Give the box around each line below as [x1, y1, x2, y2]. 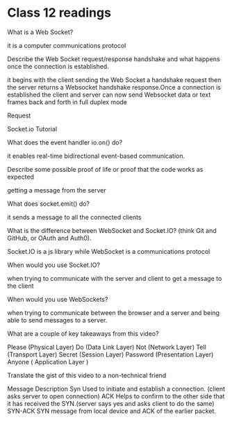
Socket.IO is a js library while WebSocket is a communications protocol [7, 247, 210, 255]
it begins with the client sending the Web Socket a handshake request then [7, 75, 222, 84]
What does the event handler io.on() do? [7, 138, 123, 147]
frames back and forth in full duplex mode [7, 97, 127, 106]
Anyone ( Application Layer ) [7, 357, 89, 366]
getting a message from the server [7, 186, 106, 194]
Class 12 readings [7, 5, 111, 21]
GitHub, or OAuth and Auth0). [7, 234, 92, 242]
